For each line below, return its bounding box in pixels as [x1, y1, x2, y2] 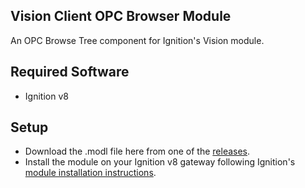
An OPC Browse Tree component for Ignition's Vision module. [10, 34, 265, 46]
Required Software [10, 64, 130, 81]
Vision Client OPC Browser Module [10, 8, 232, 25]
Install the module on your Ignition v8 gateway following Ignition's [24, 156, 296, 168]
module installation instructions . [24, 167, 157, 179]
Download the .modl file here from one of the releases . [24, 145, 251, 158]
